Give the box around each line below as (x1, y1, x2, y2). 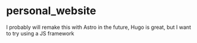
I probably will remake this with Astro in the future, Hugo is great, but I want (6, 24, 192, 31)
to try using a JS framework (6, 29, 74, 37)
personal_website (6, 4, 96, 18)
